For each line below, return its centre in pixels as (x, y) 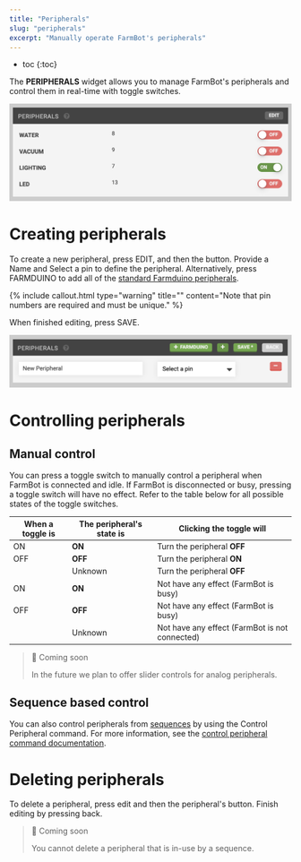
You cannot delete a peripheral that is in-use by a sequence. (142, 849)
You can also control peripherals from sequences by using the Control (138, 724)
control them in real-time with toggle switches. (95, 91)
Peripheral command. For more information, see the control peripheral (138, 734)
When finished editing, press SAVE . (75, 323)
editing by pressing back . (56, 814)
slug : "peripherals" (48, 28)
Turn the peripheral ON (199, 559)
